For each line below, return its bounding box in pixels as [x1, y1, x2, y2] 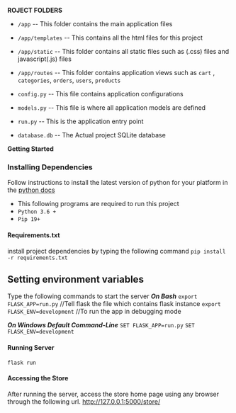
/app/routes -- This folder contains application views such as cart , [17, 69, 215, 77]
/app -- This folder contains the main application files [17, 20, 173, 28]
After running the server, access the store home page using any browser [7, 390, 220, 398]
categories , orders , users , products [17, 76, 121, 84]
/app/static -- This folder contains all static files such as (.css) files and [17, 47, 230, 55]
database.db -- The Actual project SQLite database [17, 131, 167, 139]
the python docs [7, 186, 55, 194]
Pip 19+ [17, 216, 40, 223]
